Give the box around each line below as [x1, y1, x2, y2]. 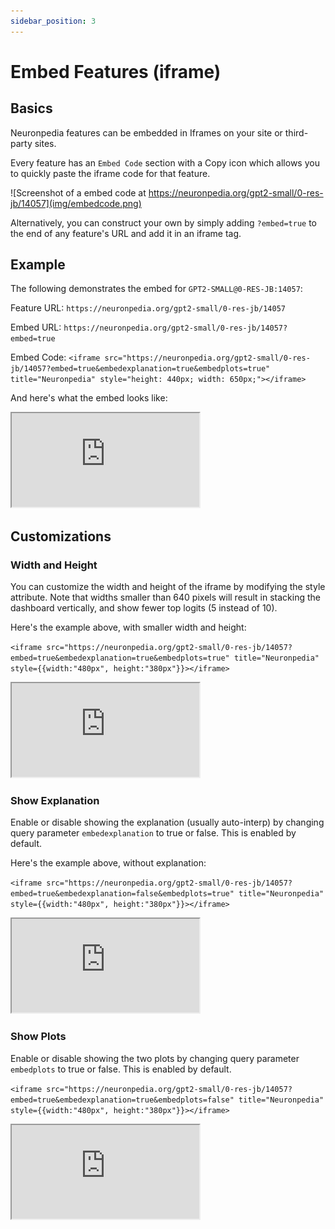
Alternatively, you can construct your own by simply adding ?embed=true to [10, 216, 317, 229]
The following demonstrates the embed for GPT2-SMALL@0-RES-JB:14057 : [10, 283, 303, 295]
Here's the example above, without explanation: [10, 857, 207, 869]
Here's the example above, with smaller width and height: [10, 621, 247, 634]
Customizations [10, 528, 112, 545]
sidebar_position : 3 [10, 16, 97, 26]
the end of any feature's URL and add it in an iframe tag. [10, 227, 242, 239]
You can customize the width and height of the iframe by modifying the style [10, 581, 326, 593]
